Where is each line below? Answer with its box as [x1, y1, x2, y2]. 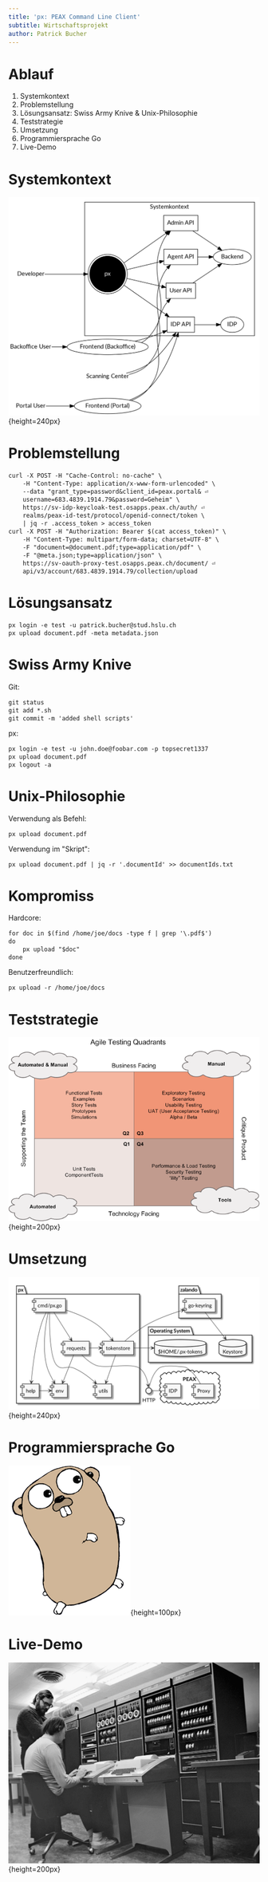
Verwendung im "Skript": [8, 844, 90, 854]
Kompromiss [8, 886, 94, 905]
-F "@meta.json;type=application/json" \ [22, 551, 162, 559]
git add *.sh [8, 706, 52, 714]
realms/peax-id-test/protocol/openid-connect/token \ [22, 511, 205, 519]
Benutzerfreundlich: [8, 968, 74, 977]
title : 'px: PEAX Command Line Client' [8, 13, 141, 21]
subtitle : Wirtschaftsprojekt [8, 21, 109, 30]
